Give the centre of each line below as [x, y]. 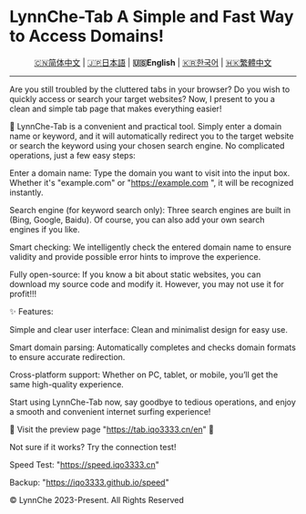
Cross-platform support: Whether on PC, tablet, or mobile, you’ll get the [144, 375]
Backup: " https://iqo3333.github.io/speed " [90, 482]
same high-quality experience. [67, 384]
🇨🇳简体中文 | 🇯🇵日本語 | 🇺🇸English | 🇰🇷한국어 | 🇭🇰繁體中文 [153, 62]
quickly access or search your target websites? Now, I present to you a [143, 98]
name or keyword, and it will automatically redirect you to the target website [152, 136]
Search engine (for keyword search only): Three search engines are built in [150, 210]
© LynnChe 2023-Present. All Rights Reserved [97, 499]
